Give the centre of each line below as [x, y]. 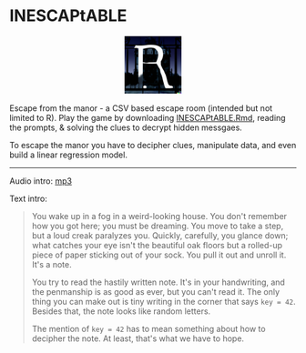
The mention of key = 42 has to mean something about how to [148, 328]
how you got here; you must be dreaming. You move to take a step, [158, 226]
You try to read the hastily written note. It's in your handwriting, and [158, 282]
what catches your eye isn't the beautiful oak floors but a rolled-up [157, 245]
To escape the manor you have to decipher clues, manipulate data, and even [153, 145]
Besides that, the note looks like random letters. [121, 311]
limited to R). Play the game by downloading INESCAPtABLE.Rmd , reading [148, 117]
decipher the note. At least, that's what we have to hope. [138, 338]
